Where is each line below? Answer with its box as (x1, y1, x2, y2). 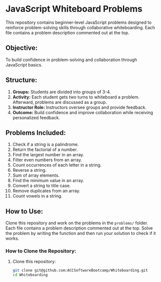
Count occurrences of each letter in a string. (12, 162, 102, 168)
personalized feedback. (12, 115, 60, 120)
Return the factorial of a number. (12, 147, 78, 152)
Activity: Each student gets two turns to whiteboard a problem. (12, 94, 140, 100)
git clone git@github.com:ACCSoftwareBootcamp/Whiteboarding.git (12, 268, 148, 273)
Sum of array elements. (12, 172, 60, 178)
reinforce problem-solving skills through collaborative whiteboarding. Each (5, 24, 155, 30)
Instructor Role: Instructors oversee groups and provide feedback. (12, 104, 147, 110)
